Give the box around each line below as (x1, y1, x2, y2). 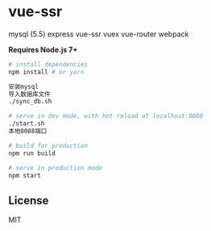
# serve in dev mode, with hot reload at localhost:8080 (8, 112, 204, 120)
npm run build (8, 149, 56, 157)
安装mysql (8, 82, 39, 90)
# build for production (8, 141, 89, 149)
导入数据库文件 (8, 90, 51, 99)
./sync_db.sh (8, 98, 52, 106)
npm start (8, 171, 42, 179)
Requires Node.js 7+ (8, 44, 78, 54)
